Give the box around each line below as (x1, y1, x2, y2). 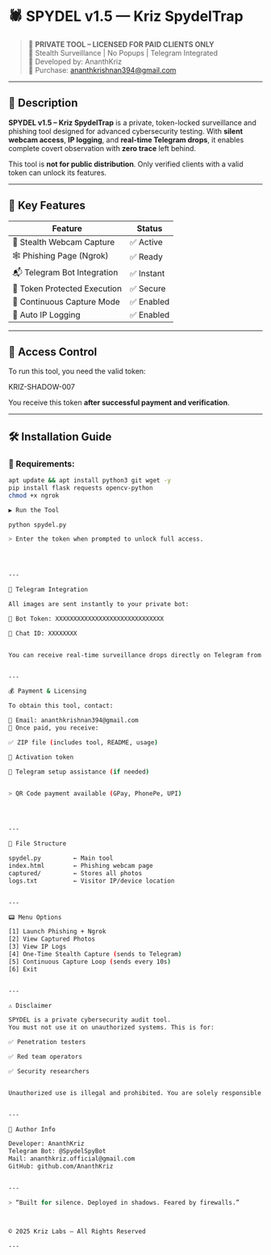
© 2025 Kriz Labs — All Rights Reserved (8, 1227, 147, 1236)
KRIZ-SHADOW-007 (8, 382, 75, 392)
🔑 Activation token (8, 753, 74, 761)
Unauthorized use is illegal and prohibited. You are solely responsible (8, 1089, 262, 1097)
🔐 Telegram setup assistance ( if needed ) (8, 768, 150, 776)
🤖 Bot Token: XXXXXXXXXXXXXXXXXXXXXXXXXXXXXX (8, 614, 164, 623)
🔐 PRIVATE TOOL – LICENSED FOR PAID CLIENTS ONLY (27, 39, 215, 49)
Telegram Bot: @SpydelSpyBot (8, 1148, 106, 1156)
